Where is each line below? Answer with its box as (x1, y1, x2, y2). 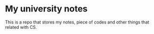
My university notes (5, 3, 88, 14)
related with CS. (5, 24, 37, 30)
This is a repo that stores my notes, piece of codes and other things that (5, 19, 150, 25)
